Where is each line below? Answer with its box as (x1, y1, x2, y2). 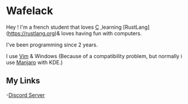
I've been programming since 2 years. (6, 41, 98, 48)
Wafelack (6, 4, 53, 18)
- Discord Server (6, 91, 45, 98)
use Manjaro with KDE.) (6, 59, 63, 66)
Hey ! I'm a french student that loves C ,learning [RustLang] (6, 24, 150, 31)
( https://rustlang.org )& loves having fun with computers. (6, 29, 142, 36)
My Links (6, 76, 40, 86)
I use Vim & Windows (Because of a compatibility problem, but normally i (6, 52, 182, 59)
